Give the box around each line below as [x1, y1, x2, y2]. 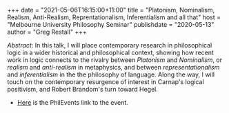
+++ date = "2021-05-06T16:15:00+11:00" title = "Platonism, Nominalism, [7, 6, 215, 14]
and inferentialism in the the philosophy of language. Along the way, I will [7, 70, 215, 79]
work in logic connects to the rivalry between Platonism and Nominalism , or [7, 56, 223, 64]
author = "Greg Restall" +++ [7, 28, 88, 36]
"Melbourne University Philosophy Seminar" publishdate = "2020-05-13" [7, 21, 215, 28]
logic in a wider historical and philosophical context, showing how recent [7, 48, 214, 56]
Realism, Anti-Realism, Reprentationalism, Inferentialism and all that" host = [7, 13, 221, 21]
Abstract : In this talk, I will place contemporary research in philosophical [7, 41, 212, 49]
